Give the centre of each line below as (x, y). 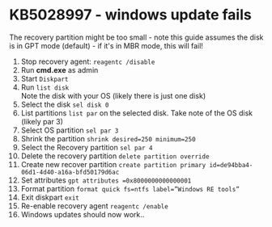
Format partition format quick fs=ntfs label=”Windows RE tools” (130, 188)
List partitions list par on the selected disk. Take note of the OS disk (137, 113)
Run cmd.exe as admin (59, 69)
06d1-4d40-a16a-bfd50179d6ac (70, 172)
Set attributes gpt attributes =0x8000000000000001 (106, 180)
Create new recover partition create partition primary (113, 164)
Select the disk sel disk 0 (65, 104)
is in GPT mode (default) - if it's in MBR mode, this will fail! (106, 45)
